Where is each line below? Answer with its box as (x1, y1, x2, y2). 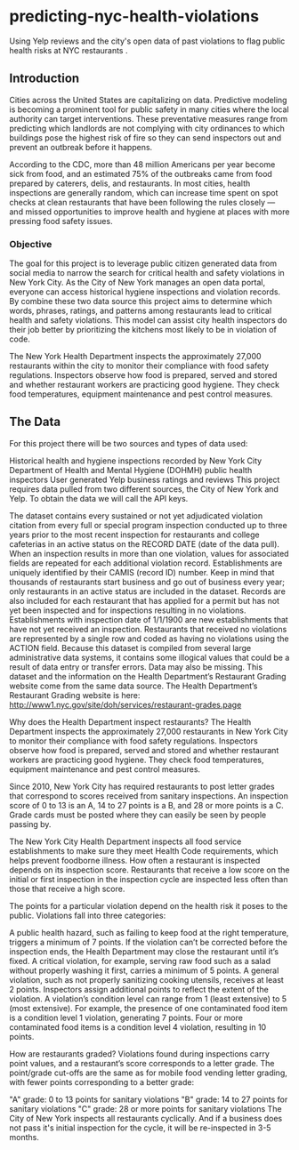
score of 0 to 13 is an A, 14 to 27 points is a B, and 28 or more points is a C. (9, 800, 284, 810)
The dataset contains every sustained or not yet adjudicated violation (9, 510, 263, 521)
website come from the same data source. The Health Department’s (9, 680, 258, 691)
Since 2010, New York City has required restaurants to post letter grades (9, 781, 275, 792)
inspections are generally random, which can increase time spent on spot (9, 187, 279, 197)
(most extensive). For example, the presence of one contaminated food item (9, 1002, 288, 1013)
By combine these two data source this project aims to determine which (9, 296, 273, 307)
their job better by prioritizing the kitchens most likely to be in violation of (9, 325, 278, 335)
